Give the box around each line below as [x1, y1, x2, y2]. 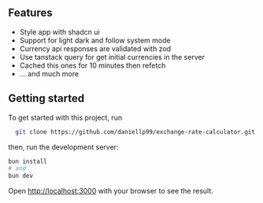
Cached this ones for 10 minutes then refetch [19, 61, 166, 70]
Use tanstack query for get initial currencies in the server [19, 52, 205, 61]
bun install [8, 157, 47, 165]
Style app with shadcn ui [19, 27, 100, 36]
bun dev [8, 172, 34, 180]
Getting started [8, 92, 85, 105]
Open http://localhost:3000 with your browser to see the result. [8, 186, 214, 196]
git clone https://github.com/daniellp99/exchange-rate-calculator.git [15, 127, 256, 136]
